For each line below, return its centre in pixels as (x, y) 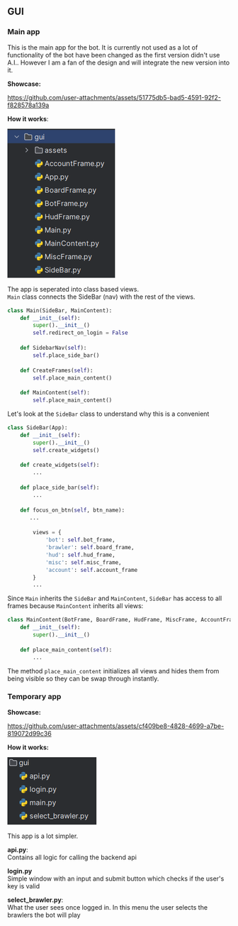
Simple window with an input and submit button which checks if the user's (116, 878)
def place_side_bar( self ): (60, 488)
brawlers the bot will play (44, 915)
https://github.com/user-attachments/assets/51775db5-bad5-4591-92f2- (114, 97)
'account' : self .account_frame (91, 570)
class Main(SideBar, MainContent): (60, 310)
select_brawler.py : (35, 900)
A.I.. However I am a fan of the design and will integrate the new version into (119, 62)
